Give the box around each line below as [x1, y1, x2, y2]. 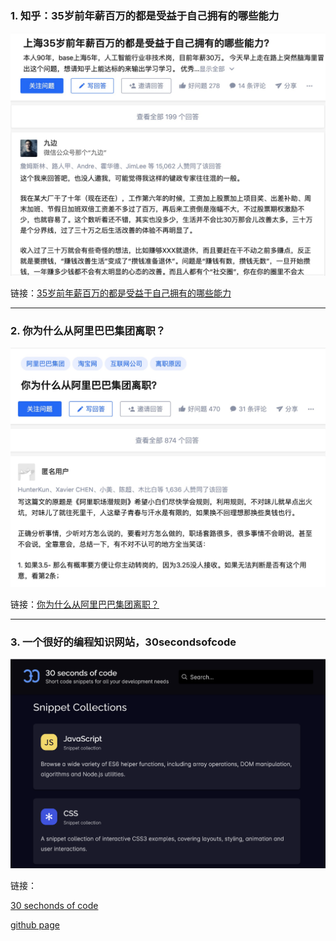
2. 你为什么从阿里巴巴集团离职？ [10, 324, 167, 338]
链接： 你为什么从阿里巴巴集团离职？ [10, 598, 160, 610]
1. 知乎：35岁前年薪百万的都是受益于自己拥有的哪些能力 [10, 8, 280, 22]
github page [10, 918, 60, 931]
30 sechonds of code [10, 899, 99, 911]
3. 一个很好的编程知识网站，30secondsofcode [10, 635, 237, 649]
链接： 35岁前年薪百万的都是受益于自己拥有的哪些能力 [10, 287, 232, 299]
